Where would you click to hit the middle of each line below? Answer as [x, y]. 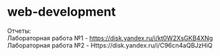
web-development [61, 12]
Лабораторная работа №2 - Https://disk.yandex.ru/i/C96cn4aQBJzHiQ [110, 45]
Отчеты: [19, 31]
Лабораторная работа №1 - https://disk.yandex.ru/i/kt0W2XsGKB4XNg [110, 38]
